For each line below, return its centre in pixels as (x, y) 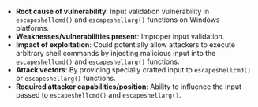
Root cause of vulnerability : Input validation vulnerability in (112, 11)
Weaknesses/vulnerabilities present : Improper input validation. (120, 36)
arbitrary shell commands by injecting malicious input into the (116, 53)
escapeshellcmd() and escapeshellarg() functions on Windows (118, 20)
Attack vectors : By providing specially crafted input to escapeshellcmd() (133, 70)
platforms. (32, 28)
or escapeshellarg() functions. (65, 78)
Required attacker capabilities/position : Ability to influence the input (129, 87)
